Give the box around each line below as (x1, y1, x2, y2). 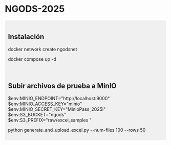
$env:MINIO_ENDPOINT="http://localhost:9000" (8, 95, 110, 101)
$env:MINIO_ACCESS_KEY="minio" (8, 101, 82, 107)
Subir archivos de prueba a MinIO (8, 82, 117, 90)
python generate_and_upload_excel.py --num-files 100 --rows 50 (8, 127, 146, 133)
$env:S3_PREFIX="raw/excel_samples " (8, 117, 92, 123)
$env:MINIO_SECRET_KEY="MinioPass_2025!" (8, 106, 106, 112)
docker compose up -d (8, 56, 57, 62)
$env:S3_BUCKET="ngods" (8, 111, 67, 117)
